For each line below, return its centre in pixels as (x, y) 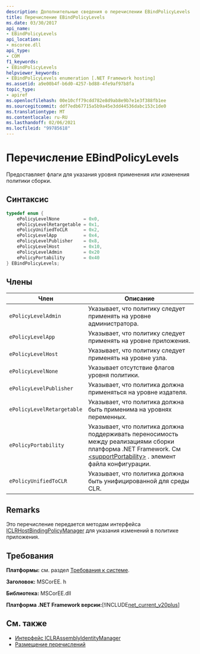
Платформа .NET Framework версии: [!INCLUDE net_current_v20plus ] (93, 604)
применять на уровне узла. (128, 358)
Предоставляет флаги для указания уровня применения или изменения (98, 174)
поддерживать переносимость (133, 434)
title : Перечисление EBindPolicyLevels (56, 17)
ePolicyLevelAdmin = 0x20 (58, 252)
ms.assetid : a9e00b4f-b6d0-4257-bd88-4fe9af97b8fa (70, 84)
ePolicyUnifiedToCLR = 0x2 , (58, 230)
